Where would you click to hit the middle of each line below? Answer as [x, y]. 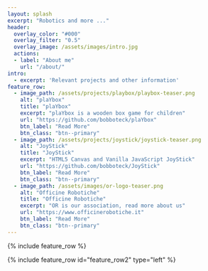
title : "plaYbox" [46, 107]
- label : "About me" [44, 60]
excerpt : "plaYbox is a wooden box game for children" [103, 113]
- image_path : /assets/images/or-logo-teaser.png [88, 186]
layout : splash [30, 14]
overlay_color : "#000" [47, 34]
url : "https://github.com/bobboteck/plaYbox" [89, 119]
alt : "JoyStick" [44, 147]
